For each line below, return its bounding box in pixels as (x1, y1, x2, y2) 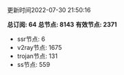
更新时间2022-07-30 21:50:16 (7, 6, 91, 14)
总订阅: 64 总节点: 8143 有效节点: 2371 (7, 20, 118, 29)
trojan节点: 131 (16, 52, 58, 60)
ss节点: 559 (16, 61, 50, 68)
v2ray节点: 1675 (16, 44, 62, 51)
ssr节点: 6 (16, 35, 46, 43)
